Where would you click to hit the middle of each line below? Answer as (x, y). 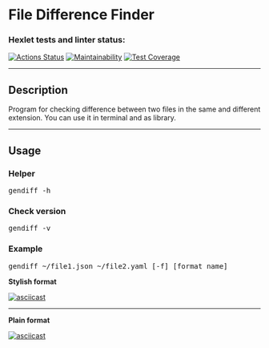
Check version (37, 211)
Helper (22, 173)
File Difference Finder (81, 15)
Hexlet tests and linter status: (67, 40)
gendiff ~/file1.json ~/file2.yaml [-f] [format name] (118, 266)
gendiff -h (30, 190)
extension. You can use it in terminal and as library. (92, 118)
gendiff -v (30, 229)
